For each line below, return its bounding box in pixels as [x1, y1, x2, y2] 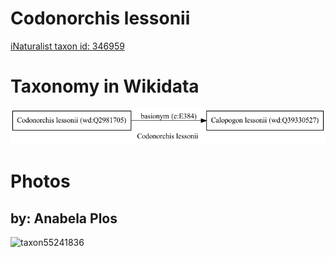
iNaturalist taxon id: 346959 [10, 40, 125, 52]
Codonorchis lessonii [10, 7, 191, 30]
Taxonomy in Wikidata [10, 75, 200, 98]
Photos [10, 170, 71, 193]
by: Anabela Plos [10, 210, 118, 227]
